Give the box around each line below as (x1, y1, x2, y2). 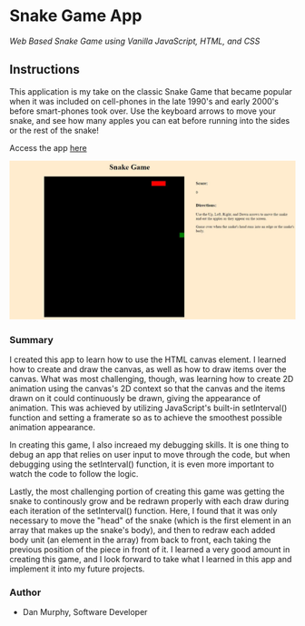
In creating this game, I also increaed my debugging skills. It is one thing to (9, 439, 289, 450)
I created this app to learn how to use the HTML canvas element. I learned (9, 354, 287, 365)
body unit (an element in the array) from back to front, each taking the (9, 534, 271, 545)
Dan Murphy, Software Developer (22, 607, 148, 618)
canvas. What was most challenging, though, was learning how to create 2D (9, 373, 294, 384)
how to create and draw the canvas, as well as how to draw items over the (9, 363, 287, 374)
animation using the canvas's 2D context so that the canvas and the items (9, 383, 286, 394)
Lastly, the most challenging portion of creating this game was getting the (9, 486, 285, 497)
